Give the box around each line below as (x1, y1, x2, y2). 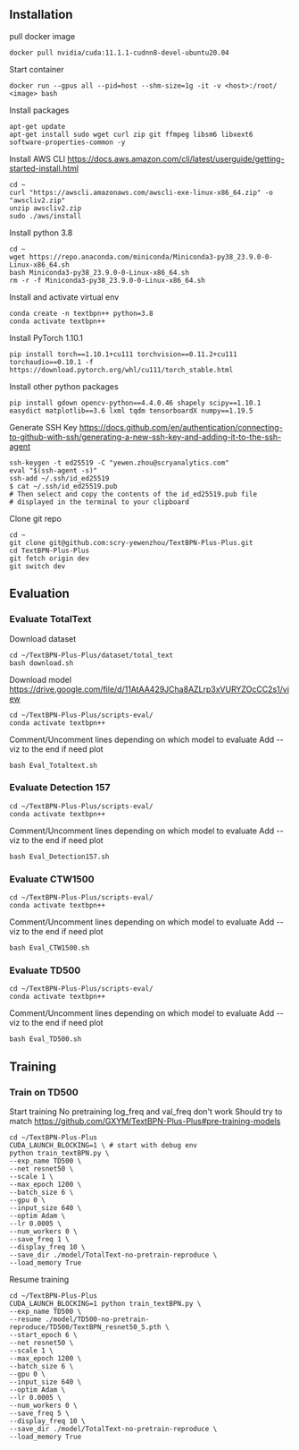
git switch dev (9, 561, 66, 571)
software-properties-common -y (9, 138, 126, 147)
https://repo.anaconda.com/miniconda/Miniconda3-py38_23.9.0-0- (29, 252, 274, 261)
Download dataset (9, 633, 77, 644)
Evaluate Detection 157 (9, 781, 111, 794)
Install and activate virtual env (9, 291, 120, 303)
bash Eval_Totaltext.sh (9, 761, 98, 770)
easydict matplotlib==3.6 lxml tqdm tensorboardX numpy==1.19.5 (9, 406, 253, 415)
